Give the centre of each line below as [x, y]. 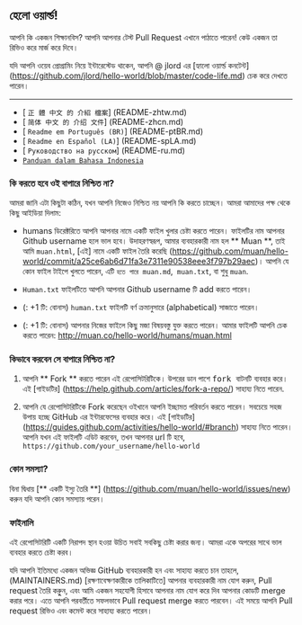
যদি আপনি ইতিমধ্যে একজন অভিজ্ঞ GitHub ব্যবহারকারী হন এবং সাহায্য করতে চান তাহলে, [124, 570]
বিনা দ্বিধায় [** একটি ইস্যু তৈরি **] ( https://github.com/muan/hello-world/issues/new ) [150, 488]
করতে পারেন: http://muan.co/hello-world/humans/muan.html [127, 335]
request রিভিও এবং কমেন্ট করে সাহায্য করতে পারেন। [81, 611]
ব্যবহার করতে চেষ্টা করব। [41, 552]
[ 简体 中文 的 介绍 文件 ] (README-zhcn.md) [103, 121]
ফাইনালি [22, 522]
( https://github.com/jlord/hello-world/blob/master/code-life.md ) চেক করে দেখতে [148, 76]
